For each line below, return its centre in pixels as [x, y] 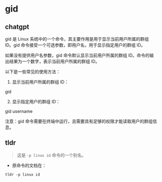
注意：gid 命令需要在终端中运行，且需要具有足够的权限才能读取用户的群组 [79, 121]
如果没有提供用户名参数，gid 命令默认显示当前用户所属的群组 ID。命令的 [77, 55]
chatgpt [17, 27]
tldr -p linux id [23, 174]
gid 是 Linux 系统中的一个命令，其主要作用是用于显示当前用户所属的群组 [77, 39]
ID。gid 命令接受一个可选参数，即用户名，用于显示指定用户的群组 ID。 [75, 45]
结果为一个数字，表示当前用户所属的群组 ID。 [54, 61]
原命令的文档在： [29, 165]
